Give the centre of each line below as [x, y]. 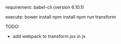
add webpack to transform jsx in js [49, 36]
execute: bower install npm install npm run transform [61, 17]
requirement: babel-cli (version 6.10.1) [45, 7]
